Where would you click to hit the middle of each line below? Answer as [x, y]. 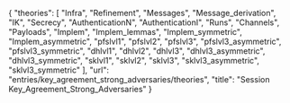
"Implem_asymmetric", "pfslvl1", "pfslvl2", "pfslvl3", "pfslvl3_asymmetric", [145, 41]
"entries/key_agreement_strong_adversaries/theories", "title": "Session [139, 79]
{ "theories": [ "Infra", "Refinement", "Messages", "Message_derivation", [142, 13]
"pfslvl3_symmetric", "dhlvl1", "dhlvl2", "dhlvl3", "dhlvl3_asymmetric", [137, 51]
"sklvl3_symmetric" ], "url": [59, 70]
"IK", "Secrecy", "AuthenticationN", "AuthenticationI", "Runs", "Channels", [144, 22]
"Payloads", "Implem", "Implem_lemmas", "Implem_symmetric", [125, 32]
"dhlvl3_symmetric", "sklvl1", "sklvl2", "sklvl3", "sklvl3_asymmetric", [134, 60]
